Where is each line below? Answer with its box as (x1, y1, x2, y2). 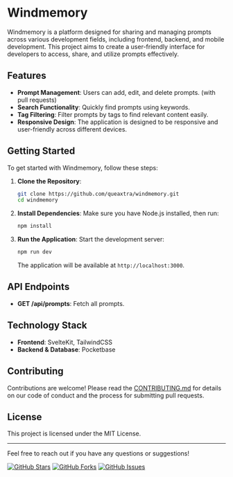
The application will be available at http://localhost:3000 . (17, 261, 185, 269)
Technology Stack (7, 320, 87, 332)
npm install (17, 223, 52, 230)
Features (7, 70, 46, 82)
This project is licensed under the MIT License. (7, 429, 141, 438)
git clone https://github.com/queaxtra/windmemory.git (17, 190, 180, 197)
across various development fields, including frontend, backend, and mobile (7, 35, 225, 43)
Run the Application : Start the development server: (17, 235, 165, 244)
